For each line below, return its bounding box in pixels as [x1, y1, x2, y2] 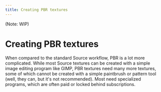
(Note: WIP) [5, 21, 29, 27]
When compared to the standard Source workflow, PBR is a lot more [5, 55, 145, 61]
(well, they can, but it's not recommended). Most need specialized [5, 76, 141, 82]
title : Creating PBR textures [5, 7, 68, 12]
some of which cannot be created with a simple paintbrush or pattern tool [5, 71, 157, 77]
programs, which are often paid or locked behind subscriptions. [5, 81, 136, 87]
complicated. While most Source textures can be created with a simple [5, 60, 151, 66]
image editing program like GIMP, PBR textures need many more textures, [5, 65, 156, 71]
